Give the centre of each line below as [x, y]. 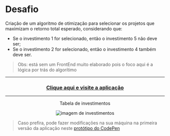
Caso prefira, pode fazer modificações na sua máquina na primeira [87, 123]
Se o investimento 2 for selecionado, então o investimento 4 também [84, 49]
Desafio [22, 9]
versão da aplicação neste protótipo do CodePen [69, 128]
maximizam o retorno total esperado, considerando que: [64, 28]
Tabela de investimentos [85, 103]
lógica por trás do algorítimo [47, 70]
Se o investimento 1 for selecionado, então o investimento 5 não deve [85, 38]
